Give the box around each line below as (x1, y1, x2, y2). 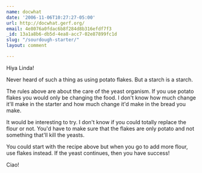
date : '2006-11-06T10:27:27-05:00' (6, 14, 96, 20)
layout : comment (6, 43, 47, 49)
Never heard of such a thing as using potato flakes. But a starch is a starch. (6, 76, 193, 83)
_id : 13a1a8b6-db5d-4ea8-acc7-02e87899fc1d (6, 31, 118, 37)
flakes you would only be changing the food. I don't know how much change (6, 94, 196, 101)
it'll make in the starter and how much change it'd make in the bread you (6, 100, 186, 107)
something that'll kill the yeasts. (6, 131, 85, 139)
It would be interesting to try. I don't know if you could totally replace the (6, 118, 187, 125)
